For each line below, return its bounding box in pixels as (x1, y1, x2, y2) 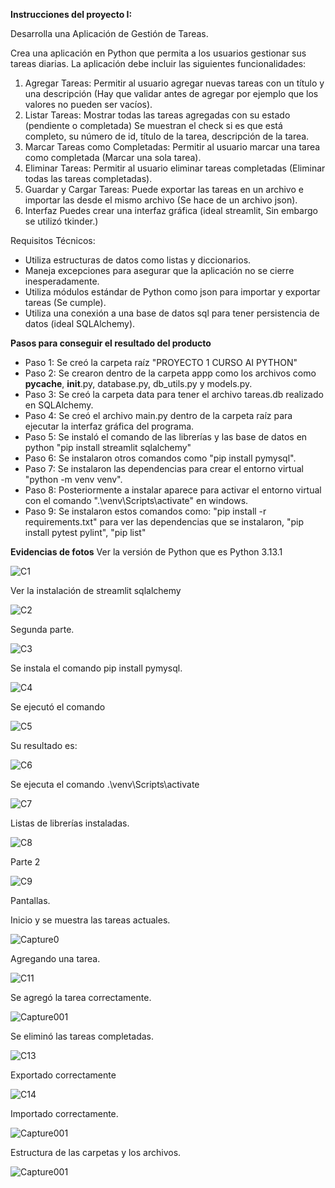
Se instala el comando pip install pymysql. (10, 662, 183, 674)
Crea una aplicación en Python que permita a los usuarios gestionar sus (10, 47, 307, 59)
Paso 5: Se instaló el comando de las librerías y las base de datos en (24, 431, 308, 443)
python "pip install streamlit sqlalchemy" (24, 442, 192, 453)
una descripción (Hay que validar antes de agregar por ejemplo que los (24, 88, 319, 99)
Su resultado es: (10, 740, 78, 751)
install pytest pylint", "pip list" (24, 527, 147, 538)
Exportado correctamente (10, 1069, 117, 1081)
